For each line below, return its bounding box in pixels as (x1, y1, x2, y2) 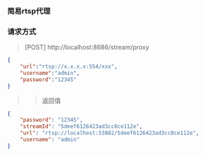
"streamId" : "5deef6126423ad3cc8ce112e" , (20, 123, 143, 130)
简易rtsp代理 (7, 6, 51, 15)
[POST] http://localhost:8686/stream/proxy (24, 43, 150, 52)
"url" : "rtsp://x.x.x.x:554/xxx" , (20, 63, 118, 71)
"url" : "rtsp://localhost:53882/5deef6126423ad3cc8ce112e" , (20, 129, 199, 137)
